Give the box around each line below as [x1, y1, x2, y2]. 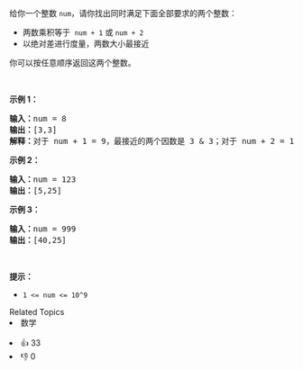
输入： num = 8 [9, 113, 68, 123]
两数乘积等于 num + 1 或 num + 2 [22, 27, 144, 38]
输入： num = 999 [9, 224, 77, 234]
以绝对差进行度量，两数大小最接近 [22, 39, 150, 49]
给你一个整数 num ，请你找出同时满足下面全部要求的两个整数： [9, 8, 237, 18]
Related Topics [9, 307, 65, 317]
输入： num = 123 [9, 175, 77, 185]
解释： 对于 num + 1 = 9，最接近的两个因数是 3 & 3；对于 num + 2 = [9, 136, 286, 146]
